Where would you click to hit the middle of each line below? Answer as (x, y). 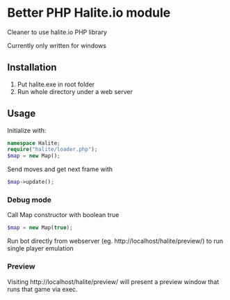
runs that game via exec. (42, 289)
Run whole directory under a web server (75, 91)
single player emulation (41, 248)
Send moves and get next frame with (60, 169)
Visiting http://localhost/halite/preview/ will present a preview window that (113, 282)
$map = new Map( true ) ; (40, 228)
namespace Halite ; (34, 143)
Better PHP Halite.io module (89, 13)
